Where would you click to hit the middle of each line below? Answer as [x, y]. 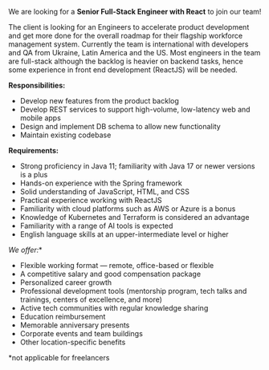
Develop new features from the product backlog [99, 101]
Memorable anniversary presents [75, 325]
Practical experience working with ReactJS [91, 200]
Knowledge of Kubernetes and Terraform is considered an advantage [134, 217]
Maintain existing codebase [65, 135]
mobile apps [41, 118]
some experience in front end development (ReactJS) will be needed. [123, 70]
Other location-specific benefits [73, 342]
